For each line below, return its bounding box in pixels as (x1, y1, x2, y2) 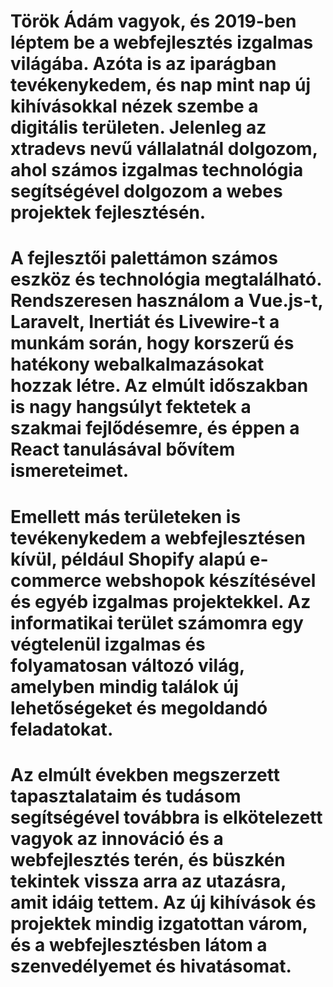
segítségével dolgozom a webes (10, 180, 283, 203)
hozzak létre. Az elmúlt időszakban (10, 375, 309, 397)
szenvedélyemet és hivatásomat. (10, 955, 292, 977)
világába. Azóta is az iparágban (10, 53, 277, 75)
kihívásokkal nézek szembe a (10, 95, 259, 118)
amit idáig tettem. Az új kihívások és (10, 891, 317, 914)
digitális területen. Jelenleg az (10, 116, 267, 139)
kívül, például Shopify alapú (10, 548, 247, 570)
